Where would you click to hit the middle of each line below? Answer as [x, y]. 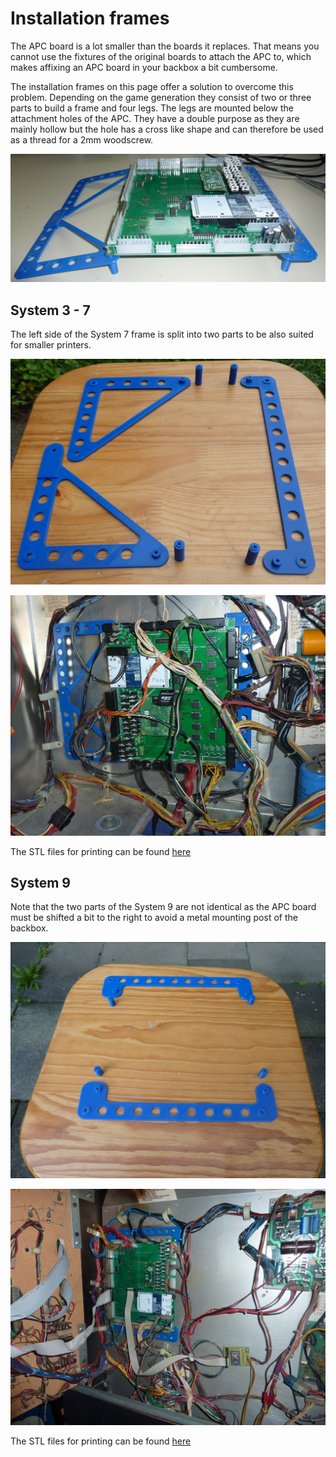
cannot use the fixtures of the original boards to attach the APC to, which [161, 56]
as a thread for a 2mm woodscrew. [82, 139]
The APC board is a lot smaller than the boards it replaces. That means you [165, 46]
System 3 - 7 [50, 310]
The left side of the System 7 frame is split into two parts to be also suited [162, 334]
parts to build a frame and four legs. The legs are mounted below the [152, 108]
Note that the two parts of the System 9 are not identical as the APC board [163, 907]
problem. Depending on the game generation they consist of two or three [161, 97]
